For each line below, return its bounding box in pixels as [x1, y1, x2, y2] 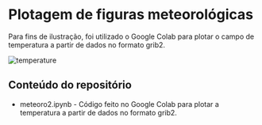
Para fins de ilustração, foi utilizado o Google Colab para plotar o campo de [8, 32, 255, 41]
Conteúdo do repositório [8, 78, 133, 92]
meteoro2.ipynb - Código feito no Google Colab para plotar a [19, 99, 220, 108]
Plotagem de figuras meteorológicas [8, 6, 254, 24]
